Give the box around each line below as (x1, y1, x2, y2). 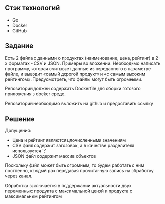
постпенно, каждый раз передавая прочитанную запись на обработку (5, 168, 154, 174)
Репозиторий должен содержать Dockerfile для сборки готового (5, 85, 141, 91)
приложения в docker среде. (5, 91, 66, 97)
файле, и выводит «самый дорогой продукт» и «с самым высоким (5, 71, 145, 77)
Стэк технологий (5, 4, 60, 12)
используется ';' (12, 148, 47, 154)
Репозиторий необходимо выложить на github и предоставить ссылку (5, 100, 154, 106)
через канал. (5, 173, 33, 179)
